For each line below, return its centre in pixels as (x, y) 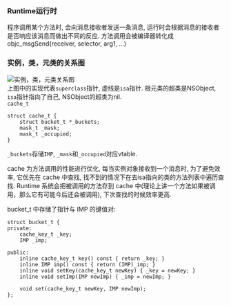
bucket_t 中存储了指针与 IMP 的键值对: (61, 209)
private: (20, 228)
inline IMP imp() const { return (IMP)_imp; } (88, 264)
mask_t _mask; (40, 128)
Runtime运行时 (32, 10)
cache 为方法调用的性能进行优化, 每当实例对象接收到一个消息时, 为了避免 (111, 168)
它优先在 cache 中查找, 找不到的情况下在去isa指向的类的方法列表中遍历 (117, 177)
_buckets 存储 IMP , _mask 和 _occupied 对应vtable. (72, 154)
